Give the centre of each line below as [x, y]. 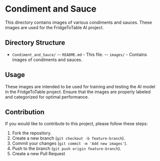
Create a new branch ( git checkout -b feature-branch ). [69, 138]
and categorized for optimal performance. [47, 97]
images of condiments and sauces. [47, 60]
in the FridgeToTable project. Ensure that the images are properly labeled [78, 92]
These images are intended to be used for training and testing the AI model [80, 86]
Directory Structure [35, 43]
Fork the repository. [32, 133]
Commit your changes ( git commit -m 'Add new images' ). [70, 144]
